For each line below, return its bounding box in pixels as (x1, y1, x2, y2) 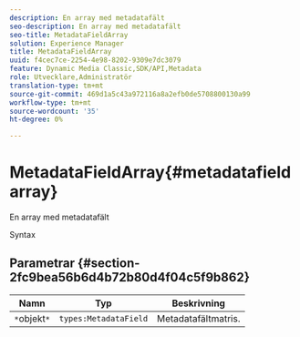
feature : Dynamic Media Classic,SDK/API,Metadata (9, 65, 202, 74)
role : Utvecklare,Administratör (9, 73, 132, 82)
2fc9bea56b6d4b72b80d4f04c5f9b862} (9, 270, 251, 285)
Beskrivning (171, 297, 226, 310)
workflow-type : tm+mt (9, 97, 92, 107)
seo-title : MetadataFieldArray (9, 30, 129, 39)
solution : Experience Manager (9, 38, 125, 48)
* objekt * (14, 311, 50, 324)
